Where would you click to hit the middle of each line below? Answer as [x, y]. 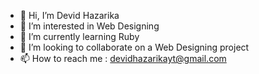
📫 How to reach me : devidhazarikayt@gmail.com [123, 58]
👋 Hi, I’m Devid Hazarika [69, 15]
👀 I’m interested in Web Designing [89, 26]
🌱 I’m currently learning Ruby [79, 36]
